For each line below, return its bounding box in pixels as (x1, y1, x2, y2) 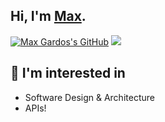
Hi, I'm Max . (10, 8, 87, 25)
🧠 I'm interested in (10, 65, 126, 82)
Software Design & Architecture (24, 91, 155, 103)
